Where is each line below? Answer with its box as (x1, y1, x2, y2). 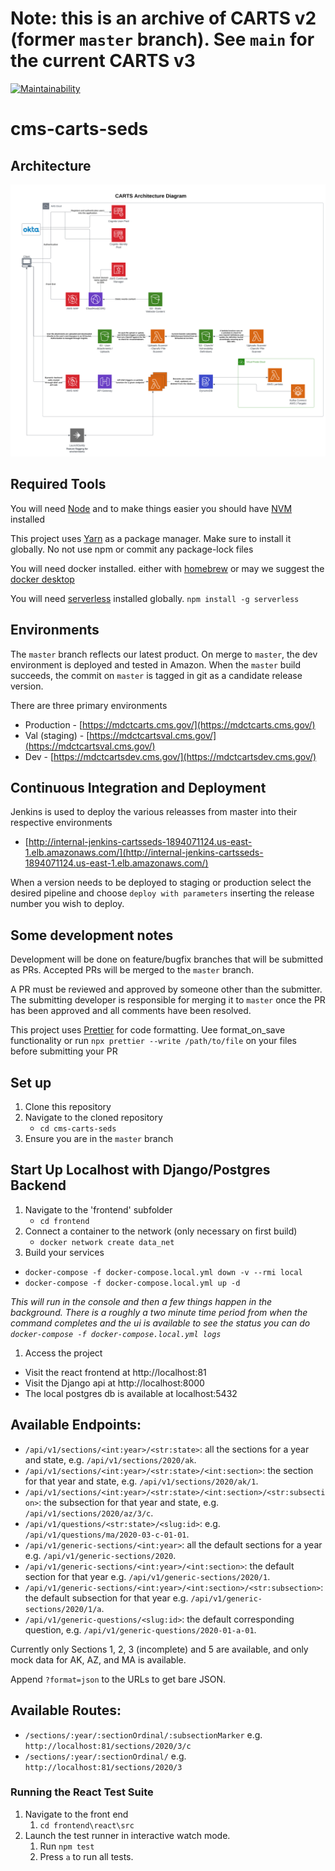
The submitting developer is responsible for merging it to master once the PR (10, 994, 326, 1006)
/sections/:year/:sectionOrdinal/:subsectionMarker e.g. (24, 1728, 263, 1741)
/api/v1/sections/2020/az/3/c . (24, 1507, 154, 1519)
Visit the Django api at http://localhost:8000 (24, 1377, 205, 1389)
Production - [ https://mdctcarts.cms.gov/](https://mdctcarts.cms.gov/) (24, 718, 316, 731)
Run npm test (39, 1840, 95, 1852)
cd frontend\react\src (39, 1820, 135, 1831)
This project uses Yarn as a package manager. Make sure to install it (10, 532, 292, 544)
